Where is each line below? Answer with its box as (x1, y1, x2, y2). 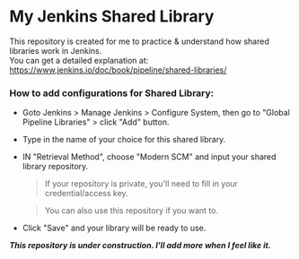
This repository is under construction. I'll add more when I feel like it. (9, 240, 271, 251)
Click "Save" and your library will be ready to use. (22, 222, 207, 234)
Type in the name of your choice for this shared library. (22, 134, 226, 145)
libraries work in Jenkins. (9, 45, 102, 56)
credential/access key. (44, 188, 128, 199)
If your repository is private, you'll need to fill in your (44, 178, 238, 189)
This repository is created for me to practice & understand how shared (9, 36, 269, 47)
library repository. (22, 161, 89, 172)
